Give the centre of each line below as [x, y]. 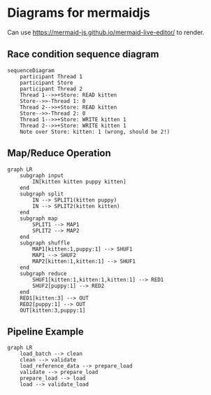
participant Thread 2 [51, 89]
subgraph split [42, 194]
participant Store [46, 83]
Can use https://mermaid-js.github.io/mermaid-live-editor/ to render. [106, 32]
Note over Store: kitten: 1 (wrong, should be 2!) [95, 132]
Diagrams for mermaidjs [79, 13]
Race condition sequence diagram [83, 54]
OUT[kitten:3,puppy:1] [53, 310]
